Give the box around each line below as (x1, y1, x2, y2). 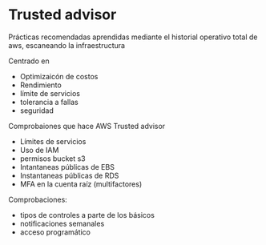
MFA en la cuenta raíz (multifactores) (19, 179, 143, 189)
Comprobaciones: (8, 195, 68, 204)
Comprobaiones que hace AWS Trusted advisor (8, 121, 166, 131)
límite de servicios (19, 88, 80, 98)
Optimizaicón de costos (19, 71, 99, 81)
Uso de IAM (19, 145, 59, 155)
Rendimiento (19, 80, 62, 90)
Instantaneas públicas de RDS (19, 171, 119, 180)
